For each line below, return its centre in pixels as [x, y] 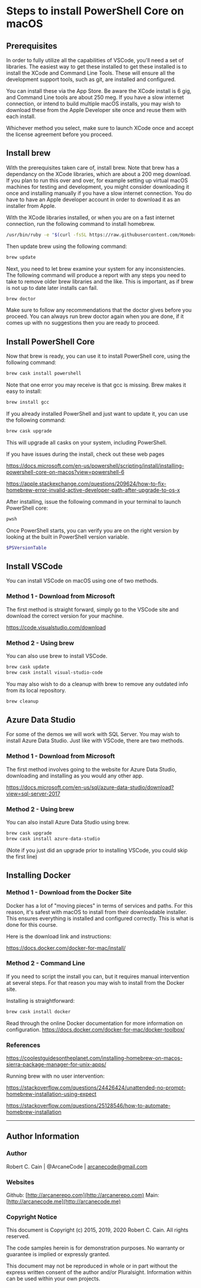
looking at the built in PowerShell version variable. [68, 537]
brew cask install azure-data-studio [53, 839]
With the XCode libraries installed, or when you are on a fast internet [90, 217]
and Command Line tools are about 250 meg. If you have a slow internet [95, 97]
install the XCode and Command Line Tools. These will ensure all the [91, 73]
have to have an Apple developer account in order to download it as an [93, 199]
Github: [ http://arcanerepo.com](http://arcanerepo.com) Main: [83, 1195]
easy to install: [24, 391]
